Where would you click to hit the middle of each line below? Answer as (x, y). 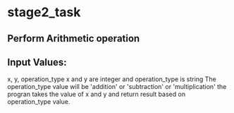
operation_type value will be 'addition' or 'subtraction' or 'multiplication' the (117, 87)
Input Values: (37, 62)
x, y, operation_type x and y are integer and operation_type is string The (112, 79)
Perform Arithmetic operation (74, 38)
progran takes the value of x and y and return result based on (96, 94)
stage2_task (44, 12)
